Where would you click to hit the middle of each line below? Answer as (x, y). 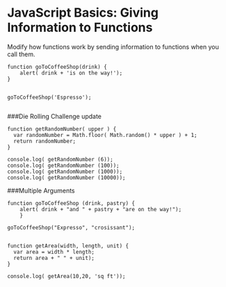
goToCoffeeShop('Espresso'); (49, 97)
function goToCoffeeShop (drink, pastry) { (71, 203)
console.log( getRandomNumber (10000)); (67, 178)
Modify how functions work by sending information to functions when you (113, 47)
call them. (22, 54)
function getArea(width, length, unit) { (68, 246)
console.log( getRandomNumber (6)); (60, 159)
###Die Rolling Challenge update (55, 116)
